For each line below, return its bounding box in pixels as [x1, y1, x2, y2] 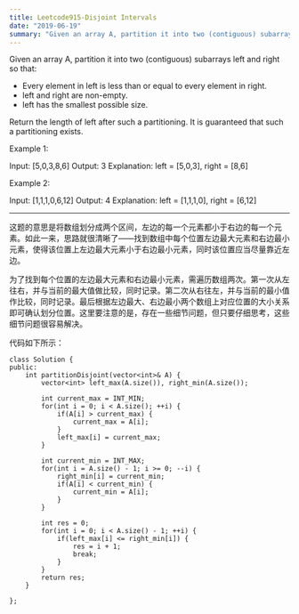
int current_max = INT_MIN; [41, 394, 145, 403]
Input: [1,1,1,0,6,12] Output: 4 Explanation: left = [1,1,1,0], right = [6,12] [9, 195, 257, 206]
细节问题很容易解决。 [9, 319, 87, 329]
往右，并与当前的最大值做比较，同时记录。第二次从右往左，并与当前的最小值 [9, 286, 290, 296]
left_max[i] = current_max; [56, 433, 162, 442]
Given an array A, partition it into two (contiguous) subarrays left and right [9, 54, 280, 65]
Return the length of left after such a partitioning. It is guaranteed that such [9, 117, 284, 127]
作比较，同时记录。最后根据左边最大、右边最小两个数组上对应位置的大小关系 [9, 296, 290, 307]
